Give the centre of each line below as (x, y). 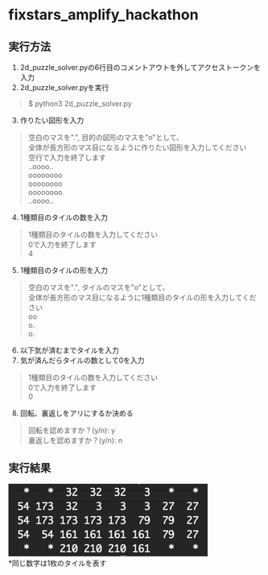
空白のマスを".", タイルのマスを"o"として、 (99, 287)
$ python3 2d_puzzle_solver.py (80, 103)
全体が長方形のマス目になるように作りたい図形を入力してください (137, 147)
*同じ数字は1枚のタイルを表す (58, 563)
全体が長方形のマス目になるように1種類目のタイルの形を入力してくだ (142, 297)
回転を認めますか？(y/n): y (72, 430)
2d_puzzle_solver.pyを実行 (64, 87)
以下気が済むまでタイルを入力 (69, 350)
